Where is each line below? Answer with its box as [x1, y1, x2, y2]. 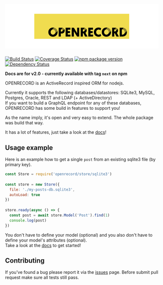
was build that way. [5, 120, 44, 126]
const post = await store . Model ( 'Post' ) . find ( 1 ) [9, 213, 110, 218]
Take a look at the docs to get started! [5, 242, 81, 248]
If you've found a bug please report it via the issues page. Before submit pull [5, 269, 159, 275]
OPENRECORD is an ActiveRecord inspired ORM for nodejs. [5, 80, 124, 86]
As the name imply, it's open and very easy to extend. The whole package [5, 115, 154, 121]
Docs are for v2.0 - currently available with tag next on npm [5, 71, 127, 77]
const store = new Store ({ [5, 182, 60, 187]
